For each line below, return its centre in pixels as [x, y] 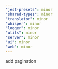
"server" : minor [22, 38]
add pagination [21, 61]
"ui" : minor [18, 42]
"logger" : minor [22, 28]
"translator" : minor [27, 19]
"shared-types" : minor [29, 14]
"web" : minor [19, 47]
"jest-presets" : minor [29, 10]
